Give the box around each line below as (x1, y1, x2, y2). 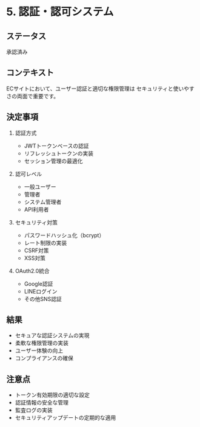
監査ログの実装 (15, 406, 53, 414)
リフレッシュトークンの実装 (24, 149, 94, 157)
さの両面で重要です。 (6, 92, 59, 99)
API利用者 (24, 206, 49, 213)
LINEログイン (24, 287, 58, 295)
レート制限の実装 (24, 239, 67, 246)
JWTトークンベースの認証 (24, 142, 89, 149)
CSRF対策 (24, 246, 50, 254)
